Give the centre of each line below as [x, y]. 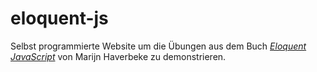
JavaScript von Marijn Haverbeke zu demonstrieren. [118, 56]
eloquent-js [59, 18]
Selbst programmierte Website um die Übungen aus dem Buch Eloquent [158, 46]
